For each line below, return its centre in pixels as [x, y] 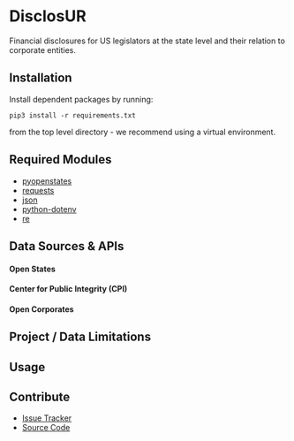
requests [38, 190]
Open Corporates [41, 309]
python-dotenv [49, 209]
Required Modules [60, 160]
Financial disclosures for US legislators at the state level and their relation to [147, 41]
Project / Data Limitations [80, 337]
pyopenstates [47, 181]
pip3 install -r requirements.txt [73, 115]
